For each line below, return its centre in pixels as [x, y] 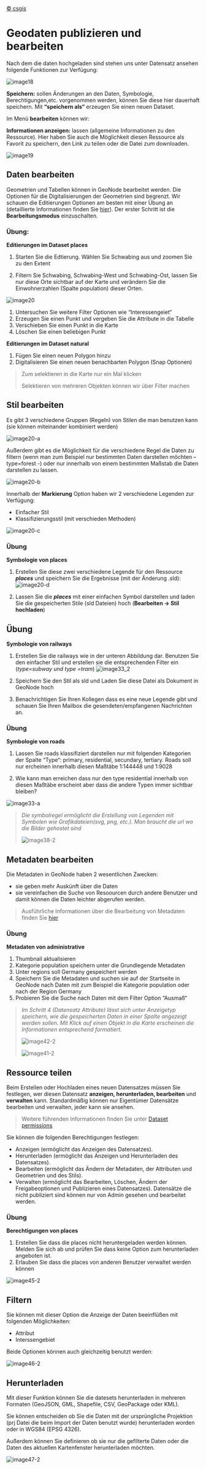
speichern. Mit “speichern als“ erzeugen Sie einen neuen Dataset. [90, 106]
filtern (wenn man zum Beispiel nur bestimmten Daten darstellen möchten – [101, 456]
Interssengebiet [35, 1340]
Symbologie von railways [39, 644]
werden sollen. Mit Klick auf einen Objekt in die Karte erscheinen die [108, 1023]
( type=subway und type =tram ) [55, 668]
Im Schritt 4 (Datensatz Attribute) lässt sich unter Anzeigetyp [98, 1010]
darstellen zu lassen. [32, 470]
